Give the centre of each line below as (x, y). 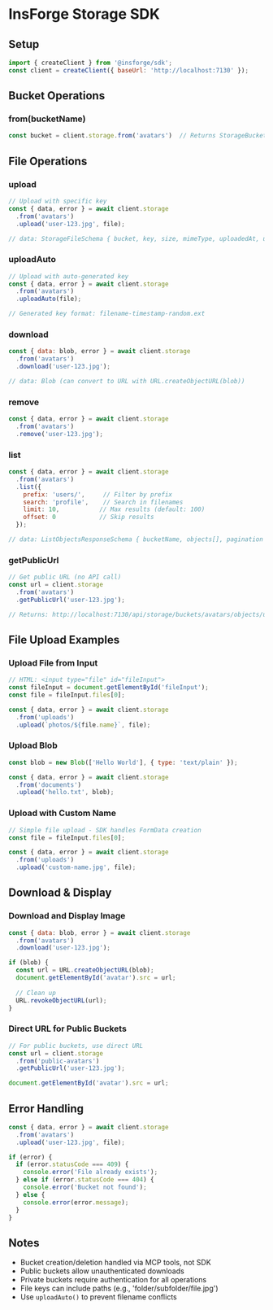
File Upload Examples (64, 640)
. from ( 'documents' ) (49, 785)
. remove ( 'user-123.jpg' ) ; (60, 434)
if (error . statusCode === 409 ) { (72, 1164)
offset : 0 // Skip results (89, 517)
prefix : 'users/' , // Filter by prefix (98, 494)
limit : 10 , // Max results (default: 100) (114, 509)
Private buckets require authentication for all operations (113, 1280)
